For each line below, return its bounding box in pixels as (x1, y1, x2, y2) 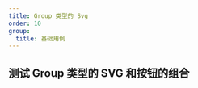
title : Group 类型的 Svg (8, 11, 89, 20)
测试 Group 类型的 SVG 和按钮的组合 (8, 66, 190, 80)
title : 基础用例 (15, 34, 66, 43)
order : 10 (8, 19, 42, 27)
